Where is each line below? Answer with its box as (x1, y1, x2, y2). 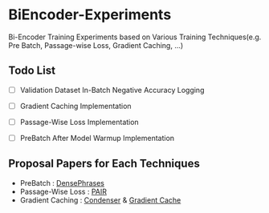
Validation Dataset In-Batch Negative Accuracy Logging (19, 85, 205, 94)
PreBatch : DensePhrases (19, 178, 104, 187)
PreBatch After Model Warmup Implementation (19, 133, 175, 143)
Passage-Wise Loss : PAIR (19, 187, 107, 196)
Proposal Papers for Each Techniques (8, 157, 201, 171)
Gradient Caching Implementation (19, 101, 132, 111)
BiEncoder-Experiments (8, 6, 172, 24)
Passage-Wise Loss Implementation (19, 117, 139, 127)
